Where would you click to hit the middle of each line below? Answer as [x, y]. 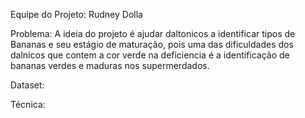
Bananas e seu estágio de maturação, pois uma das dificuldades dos [152, 44]
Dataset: [27, 85]
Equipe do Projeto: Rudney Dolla [76, 14]
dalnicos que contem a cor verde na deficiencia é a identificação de [150, 55]
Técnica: [28, 104]
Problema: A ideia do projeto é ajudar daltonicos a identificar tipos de [153, 33]
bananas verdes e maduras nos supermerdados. [110, 65]
